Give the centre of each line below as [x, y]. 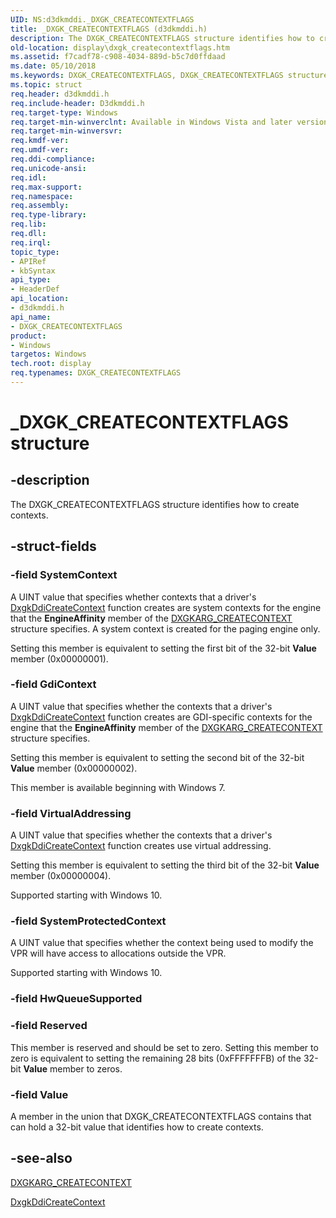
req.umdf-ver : [40, 150]
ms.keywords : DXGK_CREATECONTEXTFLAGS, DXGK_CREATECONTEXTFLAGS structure [169, 76]
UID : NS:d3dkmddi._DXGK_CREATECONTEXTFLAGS [102, 19]
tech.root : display [51, 364]
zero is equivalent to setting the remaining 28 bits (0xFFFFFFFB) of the [156, 1058]
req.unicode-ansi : [48, 168]
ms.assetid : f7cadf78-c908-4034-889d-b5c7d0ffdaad [118, 57]
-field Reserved [49, 1026]
